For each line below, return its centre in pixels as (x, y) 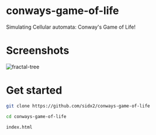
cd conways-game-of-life (36, 116)
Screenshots (38, 51)
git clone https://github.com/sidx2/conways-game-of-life (78, 106)
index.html (19, 127)
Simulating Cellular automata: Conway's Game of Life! (71, 27)
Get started (34, 90)
